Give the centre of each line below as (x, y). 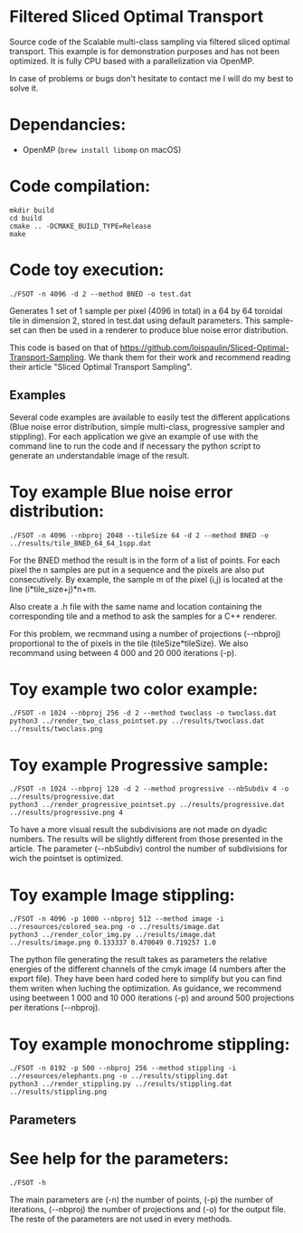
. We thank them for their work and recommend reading (187, 357)
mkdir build (32, 210)
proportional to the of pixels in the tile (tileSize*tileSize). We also (129, 643)
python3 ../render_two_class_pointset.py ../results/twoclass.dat (137, 721)
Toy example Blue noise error (121, 492)
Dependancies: (68, 125)
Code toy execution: (87, 270)
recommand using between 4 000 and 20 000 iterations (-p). (123, 652)
